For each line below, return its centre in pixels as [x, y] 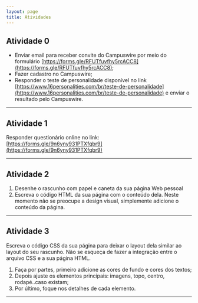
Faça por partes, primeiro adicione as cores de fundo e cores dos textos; [103, 269]
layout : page [22, 12]
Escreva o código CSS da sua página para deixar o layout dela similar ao [94, 245]
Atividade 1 [27, 123]
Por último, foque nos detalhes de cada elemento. [75, 288]
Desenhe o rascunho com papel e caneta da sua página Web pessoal [99, 188]
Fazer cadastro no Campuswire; [53, 74]
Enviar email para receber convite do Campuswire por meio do [90, 55]
